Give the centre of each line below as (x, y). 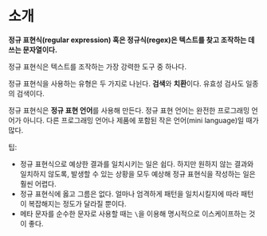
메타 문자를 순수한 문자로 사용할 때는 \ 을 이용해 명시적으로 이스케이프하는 (133, 213)
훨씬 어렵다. (38, 184)
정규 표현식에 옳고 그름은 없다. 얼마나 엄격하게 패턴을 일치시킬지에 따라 (129, 193)
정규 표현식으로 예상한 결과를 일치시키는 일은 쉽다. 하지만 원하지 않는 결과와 (137, 164)
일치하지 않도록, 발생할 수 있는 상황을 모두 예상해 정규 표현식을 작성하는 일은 (138, 174)
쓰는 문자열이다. (33, 49)
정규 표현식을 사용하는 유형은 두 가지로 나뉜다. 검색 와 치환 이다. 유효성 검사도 (126, 83)
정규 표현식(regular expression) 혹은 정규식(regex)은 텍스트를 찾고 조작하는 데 (132, 40)
